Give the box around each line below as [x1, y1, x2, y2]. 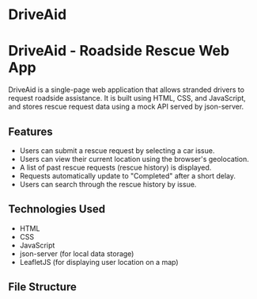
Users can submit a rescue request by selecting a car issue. [19, 145, 215, 155]
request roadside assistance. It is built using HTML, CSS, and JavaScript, [8, 94, 247, 103]
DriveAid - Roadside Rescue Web [8, 42, 230, 60]
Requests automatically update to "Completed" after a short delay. [19, 171, 236, 180]
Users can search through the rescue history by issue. [19, 179, 197, 189]
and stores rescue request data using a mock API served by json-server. [8, 102, 244, 112]
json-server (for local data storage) [19, 248, 134, 259]
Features [8, 125, 53, 138]
